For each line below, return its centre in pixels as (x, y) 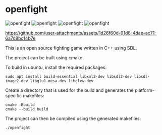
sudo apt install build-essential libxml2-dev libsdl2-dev (69, 76)
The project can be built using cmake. (45, 57)
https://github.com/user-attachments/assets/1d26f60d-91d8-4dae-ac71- (81, 33)
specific (14, 95)
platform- (145, 90)
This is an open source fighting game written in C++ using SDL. (71, 48)
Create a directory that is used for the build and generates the (69, 90)
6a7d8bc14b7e (20, 38)
